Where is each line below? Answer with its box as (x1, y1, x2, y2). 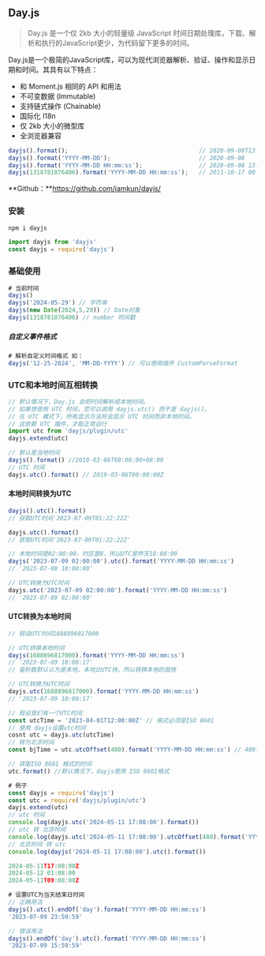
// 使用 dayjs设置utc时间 (8, 724, 87, 732)
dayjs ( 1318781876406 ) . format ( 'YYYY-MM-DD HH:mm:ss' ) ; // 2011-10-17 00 (8, 169, 256, 177)
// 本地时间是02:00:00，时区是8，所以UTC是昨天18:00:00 (8, 550, 178, 558)
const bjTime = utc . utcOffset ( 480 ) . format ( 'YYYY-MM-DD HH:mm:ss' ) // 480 (8, 746, 256, 754)
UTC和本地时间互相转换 (8, 379, 99, 390)
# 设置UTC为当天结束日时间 (8, 891, 85, 899)
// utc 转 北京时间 (8, 826, 66, 834)
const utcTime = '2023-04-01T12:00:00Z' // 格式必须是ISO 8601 (8, 716, 215, 725)
